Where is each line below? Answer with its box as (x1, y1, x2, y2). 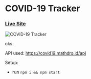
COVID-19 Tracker (5, 3, 80, 14)
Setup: (5, 59, 19, 66)
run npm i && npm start (12, 69, 60, 75)
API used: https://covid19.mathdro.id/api (5, 50, 87, 56)
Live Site (5, 20, 26, 27)
